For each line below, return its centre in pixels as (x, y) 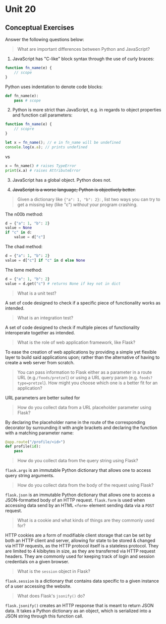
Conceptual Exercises (40, 28)
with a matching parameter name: (40, 433)
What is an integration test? (45, 317)
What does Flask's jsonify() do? (51, 596)
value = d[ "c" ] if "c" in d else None (45, 260)
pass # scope (28, 101)
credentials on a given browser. (37, 562)
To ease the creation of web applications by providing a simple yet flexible (81, 352)
